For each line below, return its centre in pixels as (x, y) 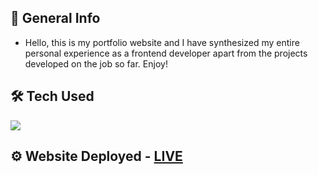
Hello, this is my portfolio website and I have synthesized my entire (162, 42)
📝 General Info (55, 18)
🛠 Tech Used (52, 96)
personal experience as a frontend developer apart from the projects (166, 53)
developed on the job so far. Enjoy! (96, 63)
